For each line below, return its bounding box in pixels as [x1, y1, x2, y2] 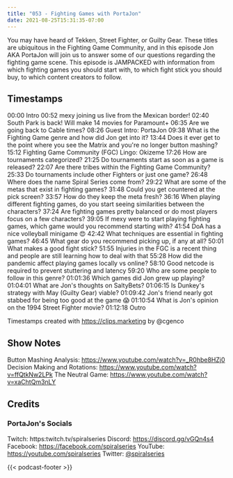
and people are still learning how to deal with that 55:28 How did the [7, 252, 203, 260]
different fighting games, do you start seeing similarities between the [7, 200, 205, 209]
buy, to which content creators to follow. [7, 72, 123, 81]
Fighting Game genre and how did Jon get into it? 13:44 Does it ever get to [7, 134, 220, 142]
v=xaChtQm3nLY [7, 378, 56, 386]
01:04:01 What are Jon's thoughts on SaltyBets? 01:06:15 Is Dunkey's [7, 281, 205, 289]
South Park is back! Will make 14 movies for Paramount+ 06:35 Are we [7, 119, 210, 127]
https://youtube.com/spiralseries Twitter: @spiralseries [7, 449, 165, 458]
